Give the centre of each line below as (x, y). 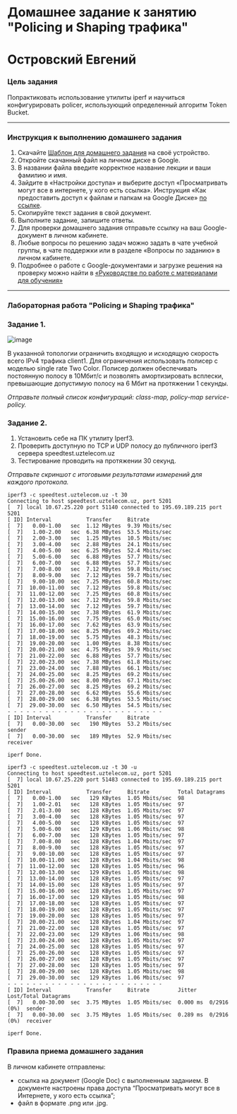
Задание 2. (28, 423)
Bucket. (18, 112)
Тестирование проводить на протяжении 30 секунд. (97, 461)
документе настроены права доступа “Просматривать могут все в (119, 1088)
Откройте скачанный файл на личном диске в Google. (99, 160)
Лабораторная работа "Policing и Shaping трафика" (101, 305)
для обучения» (40, 280)
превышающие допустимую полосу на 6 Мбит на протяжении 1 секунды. (118, 383)
